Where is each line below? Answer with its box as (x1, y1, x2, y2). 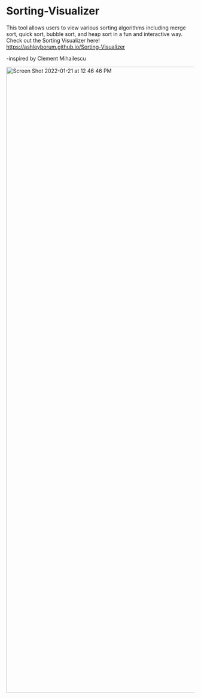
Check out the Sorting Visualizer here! (6, 37, 100, 44)
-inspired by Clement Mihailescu (6, 55, 87, 62)
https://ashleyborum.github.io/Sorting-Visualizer (6, 43, 126, 50)
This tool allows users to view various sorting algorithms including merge (6, 24, 187, 31)
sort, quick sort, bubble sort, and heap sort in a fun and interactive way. (6, 30, 183, 37)
